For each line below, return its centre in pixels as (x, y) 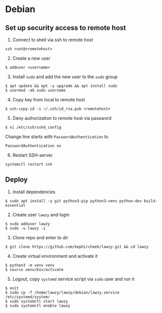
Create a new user (31, 58)
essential (15, 205)
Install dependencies (34, 192)
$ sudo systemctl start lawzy (37, 301)
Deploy (16, 180)
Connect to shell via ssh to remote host (53, 40)
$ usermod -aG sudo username (35, 90)
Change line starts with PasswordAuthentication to (57, 137)
